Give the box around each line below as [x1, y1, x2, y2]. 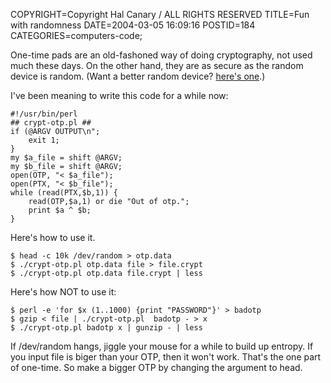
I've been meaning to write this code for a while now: [10, 90, 229, 101]
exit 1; [28, 135, 60, 145]
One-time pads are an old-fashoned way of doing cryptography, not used [10, 49, 313, 61]
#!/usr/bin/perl [10, 109, 78, 119]
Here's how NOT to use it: [10, 286, 117, 298]
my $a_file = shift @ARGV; [10, 153, 123, 163]
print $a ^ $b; [28, 205, 92, 215]
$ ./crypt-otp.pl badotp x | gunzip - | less [10, 323, 203, 333]
